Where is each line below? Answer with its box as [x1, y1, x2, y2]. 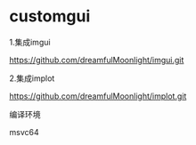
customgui [9, 6, 91, 27]
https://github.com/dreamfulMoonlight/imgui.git [9, 54, 184, 65]
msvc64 [9, 126, 39, 137]
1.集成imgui [9, 36, 51, 47]
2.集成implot [9, 73, 55, 84]
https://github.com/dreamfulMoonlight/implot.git [9, 91, 187, 101]
